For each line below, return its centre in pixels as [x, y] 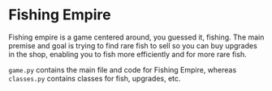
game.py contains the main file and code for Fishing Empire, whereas [123, 69]
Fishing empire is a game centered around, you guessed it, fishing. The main [136, 37]
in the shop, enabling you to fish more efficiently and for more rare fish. [127, 54]
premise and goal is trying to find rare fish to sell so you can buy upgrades [133, 45]
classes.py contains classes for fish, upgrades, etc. [95, 78]
